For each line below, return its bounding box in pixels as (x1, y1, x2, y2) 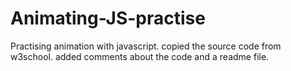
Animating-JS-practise (10, 7, 206, 30)
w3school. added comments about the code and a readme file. (10, 50, 270, 62)
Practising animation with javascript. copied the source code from (10, 40, 282, 52)
